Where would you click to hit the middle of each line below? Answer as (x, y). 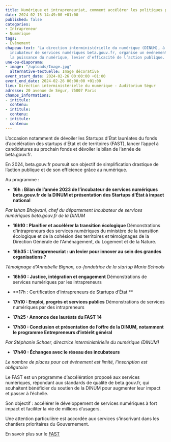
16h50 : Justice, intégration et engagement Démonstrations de (80, 277)
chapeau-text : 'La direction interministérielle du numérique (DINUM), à (85, 48)
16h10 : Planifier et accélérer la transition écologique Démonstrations (87, 225)
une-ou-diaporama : (25, 62)
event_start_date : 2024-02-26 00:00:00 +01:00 (55, 76)
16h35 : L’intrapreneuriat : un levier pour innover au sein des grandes (87, 251)
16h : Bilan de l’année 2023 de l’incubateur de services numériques (85, 189)
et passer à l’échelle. (27, 393)
